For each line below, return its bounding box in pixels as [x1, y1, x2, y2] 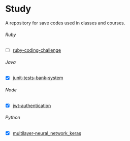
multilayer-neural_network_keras [12, 130, 81, 136]
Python [5, 115, 20, 121]
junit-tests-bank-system [12, 75, 63, 81]
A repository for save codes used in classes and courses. [5, 20, 125, 26]
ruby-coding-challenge [12, 47, 61, 53]
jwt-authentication [12, 102, 51, 109]
